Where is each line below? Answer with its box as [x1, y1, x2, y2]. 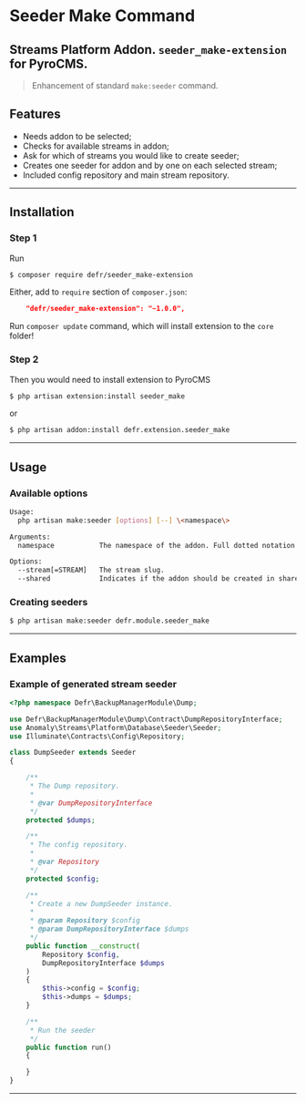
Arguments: [9, 532, 51, 541]
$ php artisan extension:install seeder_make [9, 391, 185, 401]
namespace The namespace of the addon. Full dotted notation [17, 541, 296, 550]
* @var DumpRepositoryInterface [29, 799, 153, 808]
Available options [9, 487, 88, 500]
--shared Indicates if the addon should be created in [17, 574, 275, 583]
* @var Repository [29, 858, 100, 867]
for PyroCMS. [9, 56, 88, 71]
